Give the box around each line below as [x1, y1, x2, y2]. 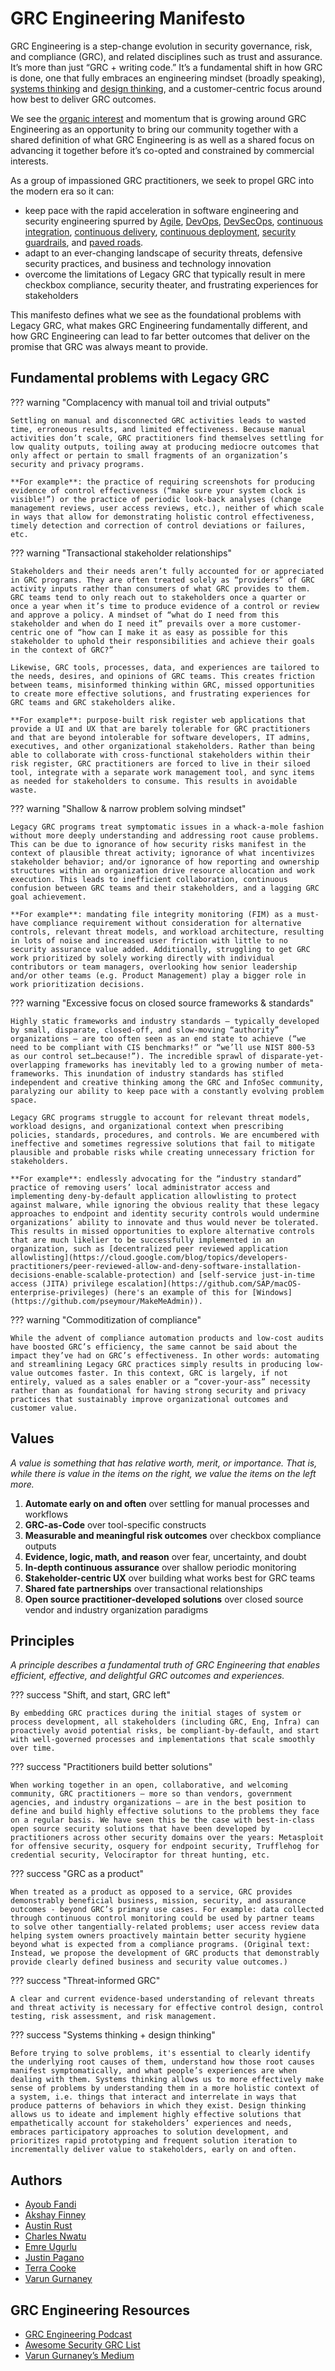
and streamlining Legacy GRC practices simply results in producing [10, 1359, 302, 1369]
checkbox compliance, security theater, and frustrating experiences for [24, 278, 319, 291]
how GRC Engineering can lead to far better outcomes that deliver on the [10, 330, 311, 342]
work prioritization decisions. [10, 979, 145, 989]
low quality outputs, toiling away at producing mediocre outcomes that [10, 442, 320, 452]
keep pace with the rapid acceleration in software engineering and [24, 204, 299, 216]
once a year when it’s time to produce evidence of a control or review [10, 601, 320, 611]
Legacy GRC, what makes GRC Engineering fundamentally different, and [10, 319, 308, 331]
